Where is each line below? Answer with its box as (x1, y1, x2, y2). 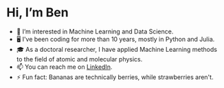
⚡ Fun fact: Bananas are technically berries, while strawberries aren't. (16, 73, 214, 81)
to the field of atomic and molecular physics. (16, 55, 143, 63)
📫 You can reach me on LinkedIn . (16, 63, 113, 71)
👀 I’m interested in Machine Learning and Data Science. (16, 27, 174, 35)
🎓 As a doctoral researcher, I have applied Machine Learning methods (16, 45, 218, 53)
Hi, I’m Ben (6, 5, 69, 20)
